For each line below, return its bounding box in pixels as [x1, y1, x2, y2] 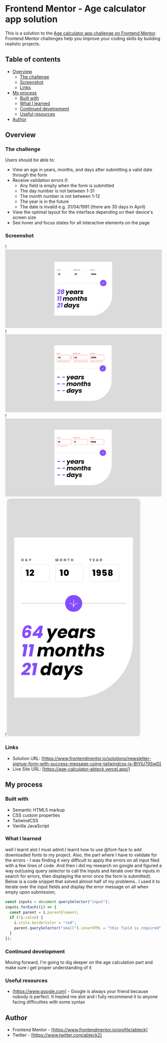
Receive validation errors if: [12, 177, 69, 183]
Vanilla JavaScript [12, 823, 50, 829]
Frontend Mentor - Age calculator [5, 3, 146, 14]
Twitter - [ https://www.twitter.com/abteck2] [12, 1032, 102, 1038]
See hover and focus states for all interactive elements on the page [12, 220, 150, 226]
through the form [12, 172, 48, 178]
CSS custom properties [12, 812, 61, 818]
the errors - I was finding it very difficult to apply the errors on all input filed [5, 857, 160, 863]
